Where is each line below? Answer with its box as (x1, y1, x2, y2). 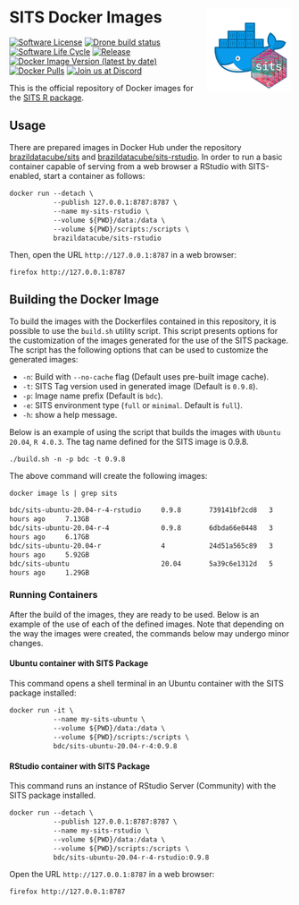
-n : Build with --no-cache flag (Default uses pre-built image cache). (21, 371, 270, 382)
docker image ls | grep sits (9, 489, 118, 498)
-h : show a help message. (21, 409, 118, 420)
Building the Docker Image (9, 292, 160, 307)
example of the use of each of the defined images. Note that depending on (9, 619, 285, 629)
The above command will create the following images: (9, 470, 208, 481)
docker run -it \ (9, 706, 74, 715)
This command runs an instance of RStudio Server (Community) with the (9, 781, 277, 791)
